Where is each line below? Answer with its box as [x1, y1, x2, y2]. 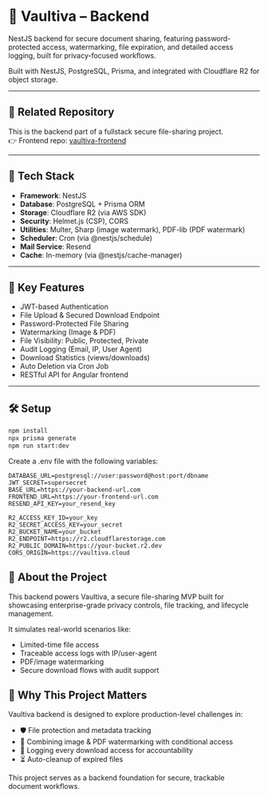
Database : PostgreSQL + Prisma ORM [19, 199, 145, 209]
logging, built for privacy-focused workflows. [8, 50, 157, 60]
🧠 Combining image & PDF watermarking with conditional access [19, 737, 234, 747]
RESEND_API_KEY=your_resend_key [8, 499, 116, 507]
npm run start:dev [8, 442, 69, 450]
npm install [8, 427, 48, 435]
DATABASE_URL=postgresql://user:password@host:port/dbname [8, 471, 209, 479]
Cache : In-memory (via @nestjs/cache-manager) [19, 250, 183, 259]
